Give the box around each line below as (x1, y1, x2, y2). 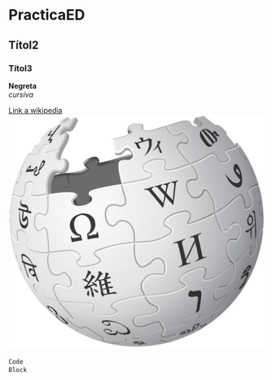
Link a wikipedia (8, 105, 63, 115)
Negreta (8, 81, 37, 90)
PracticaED (8, 6, 86, 24)
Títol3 (8, 63, 33, 74)
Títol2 (8, 38, 39, 52)
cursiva (8, 90, 34, 99)
